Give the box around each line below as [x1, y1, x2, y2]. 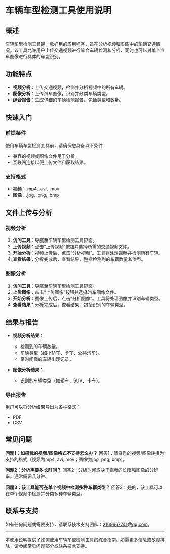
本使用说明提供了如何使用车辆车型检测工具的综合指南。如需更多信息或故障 [5, 536, 160, 543]
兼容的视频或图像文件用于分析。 [12, 153, 79, 159]
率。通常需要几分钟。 [5, 473, 50, 479]
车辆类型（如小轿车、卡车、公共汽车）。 [20, 350, 103, 356]
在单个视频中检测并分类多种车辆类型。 [5, 490, 85, 496]
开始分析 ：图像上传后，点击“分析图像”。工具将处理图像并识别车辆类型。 [12, 295, 163, 301]
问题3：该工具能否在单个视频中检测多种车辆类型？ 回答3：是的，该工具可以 [5, 484, 163, 490]
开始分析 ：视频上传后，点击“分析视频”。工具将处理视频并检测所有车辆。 [12, 250, 163, 256]
